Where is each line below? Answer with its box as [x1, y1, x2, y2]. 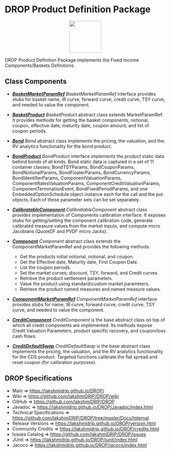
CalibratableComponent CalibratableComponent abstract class [12, 206, 148, 213]
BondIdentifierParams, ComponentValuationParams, [12, 175, 122, 181]
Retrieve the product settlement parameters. [19, 275, 113, 281]
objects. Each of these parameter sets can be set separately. [12, 196, 140, 202]
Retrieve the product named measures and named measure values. [19, 286, 161, 292]
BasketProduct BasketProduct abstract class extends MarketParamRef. [12, 111, 164, 118]
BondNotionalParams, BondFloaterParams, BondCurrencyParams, [12, 169, 151, 175]
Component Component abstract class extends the [12, 238, 121, 244]
